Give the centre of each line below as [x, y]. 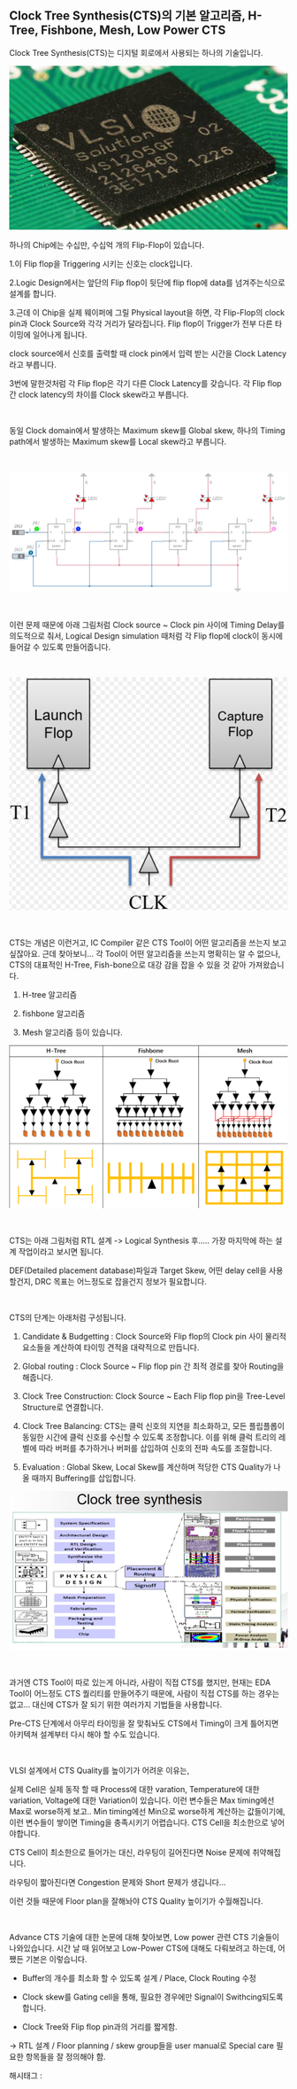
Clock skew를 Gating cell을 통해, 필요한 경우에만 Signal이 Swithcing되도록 [152, 1997]
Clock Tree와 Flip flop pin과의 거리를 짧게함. [100, 2027]
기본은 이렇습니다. [56, 1960]
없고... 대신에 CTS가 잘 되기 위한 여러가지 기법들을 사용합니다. [116, 1705]
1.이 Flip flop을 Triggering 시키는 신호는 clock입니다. [101, 264]
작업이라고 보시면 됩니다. [61, 1252]
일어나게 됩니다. [60, 335]
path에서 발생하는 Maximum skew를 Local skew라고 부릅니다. [118, 442]
